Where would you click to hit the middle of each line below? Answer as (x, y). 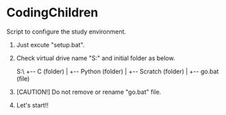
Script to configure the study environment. (66, 31)
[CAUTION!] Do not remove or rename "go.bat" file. (89, 92)
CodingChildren (52, 13)
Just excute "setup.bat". (50, 44)
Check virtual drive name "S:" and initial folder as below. (96, 58)
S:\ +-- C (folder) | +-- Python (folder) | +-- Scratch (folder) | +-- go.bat (117, 71)
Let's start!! (33, 105)
